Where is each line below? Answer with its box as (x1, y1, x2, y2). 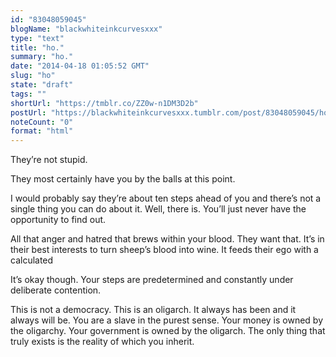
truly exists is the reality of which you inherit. (10, 336, 195, 348)
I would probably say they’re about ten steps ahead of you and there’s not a (10, 192, 322, 205)
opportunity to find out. (10, 214, 107, 226)
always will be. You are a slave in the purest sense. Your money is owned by (10, 314, 324, 326)
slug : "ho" (10, 71, 56, 81)
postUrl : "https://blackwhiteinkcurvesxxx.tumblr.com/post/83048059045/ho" (10, 107, 333, 118)
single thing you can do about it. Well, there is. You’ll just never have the (10, 203, 307, 215)
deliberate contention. (10, 284, 102, 296)
